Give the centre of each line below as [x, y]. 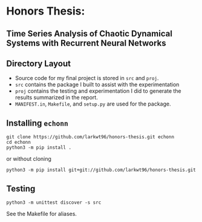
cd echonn [19, 143]
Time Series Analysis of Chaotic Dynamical [89, 34]
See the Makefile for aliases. [42, 214]
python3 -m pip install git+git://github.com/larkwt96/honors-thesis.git [101, 170]
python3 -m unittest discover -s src [54, 203]
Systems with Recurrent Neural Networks [86, 43]
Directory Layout [39, 63]
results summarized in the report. [56, 98]
